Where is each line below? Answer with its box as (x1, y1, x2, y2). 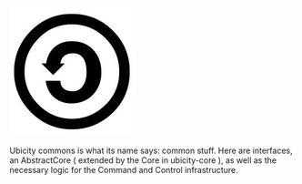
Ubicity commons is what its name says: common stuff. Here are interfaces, (9, 145, 293, 156)
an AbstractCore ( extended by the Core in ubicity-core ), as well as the (9, 155, 277, 166)
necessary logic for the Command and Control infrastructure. (9, 165, 238, 175)
